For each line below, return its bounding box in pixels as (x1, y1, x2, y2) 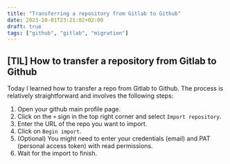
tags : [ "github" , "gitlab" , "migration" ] (7, 29, 129, 37)
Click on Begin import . (17, 127, 82, 136)
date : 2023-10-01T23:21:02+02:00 (7, 17, 104, 24)
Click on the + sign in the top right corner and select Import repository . (17, 112, 222, 121)
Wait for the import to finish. (17, 149, 98, 158)
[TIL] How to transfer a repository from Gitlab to (7, 55, 217, 66)
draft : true (7, 23, 42, 30)
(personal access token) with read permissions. (17, 142, 154, 150)
